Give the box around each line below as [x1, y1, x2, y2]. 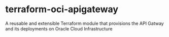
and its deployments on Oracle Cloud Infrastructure [5, 25, 113, 31]
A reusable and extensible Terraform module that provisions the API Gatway [5, 20, 164, 26]
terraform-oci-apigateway [5, 4, 118, 15]
